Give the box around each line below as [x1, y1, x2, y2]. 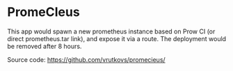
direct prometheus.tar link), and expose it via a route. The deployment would [7, 34, 227, 42]
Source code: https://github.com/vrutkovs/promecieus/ [7, 55, 166, 63]
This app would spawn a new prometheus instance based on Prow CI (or [7, 27, 216, 35]
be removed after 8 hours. [7, 42, 82, 50]
